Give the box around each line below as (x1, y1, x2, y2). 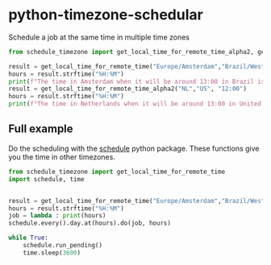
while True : (8, 234, 48, 242)
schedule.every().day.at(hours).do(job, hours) (8, 219, 172, 227)
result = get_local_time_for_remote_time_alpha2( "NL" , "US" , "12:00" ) (8, 85, 248, 93)
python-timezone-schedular (8, 6, 203, 24)
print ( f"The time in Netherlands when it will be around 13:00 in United (8, 100, 262, 108)
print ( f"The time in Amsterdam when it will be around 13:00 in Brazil (8, 77, 254, 85)
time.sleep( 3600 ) (23, 248, 81, 257)
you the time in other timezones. (8, 151, 115, 162)
